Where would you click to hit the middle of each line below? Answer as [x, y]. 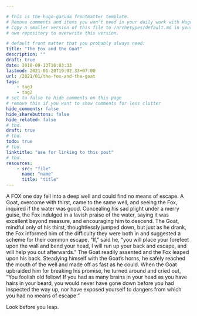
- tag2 [25, 92]
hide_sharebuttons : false [38, 114]
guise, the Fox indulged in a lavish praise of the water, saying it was [87, 215]
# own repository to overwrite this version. [62, 33]
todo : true [19, 142]
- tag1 [25, 87]
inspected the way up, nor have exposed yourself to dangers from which [94, 289]
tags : [13, 82]
